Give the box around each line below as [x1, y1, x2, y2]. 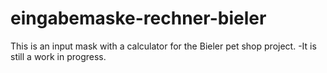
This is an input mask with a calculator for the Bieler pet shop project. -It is [10, 40, 317, 52]
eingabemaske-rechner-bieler [10, 7, 267, 30]
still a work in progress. [10, 50, 107, 62]
